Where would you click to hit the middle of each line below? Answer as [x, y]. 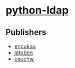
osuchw [24, 59]
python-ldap [37, 10]
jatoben [24, 53]
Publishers [26, 32]
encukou [25, 46]
